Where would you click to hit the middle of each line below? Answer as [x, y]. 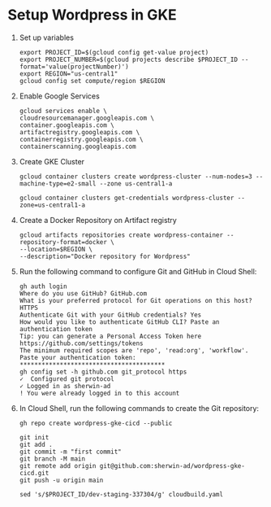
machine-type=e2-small [58, 184]
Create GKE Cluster [52, 161]
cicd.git [34, 473]
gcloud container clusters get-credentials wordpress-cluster [127, 198]
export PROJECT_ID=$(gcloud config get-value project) [114, 52]
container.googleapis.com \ [67, 125]
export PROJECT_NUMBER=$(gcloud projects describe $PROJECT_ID [129, 59]
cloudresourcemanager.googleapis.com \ [87, 118]
